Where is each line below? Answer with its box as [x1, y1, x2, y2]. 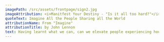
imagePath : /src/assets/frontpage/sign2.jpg [5, 7, 97, 12]
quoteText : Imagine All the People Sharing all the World [5, 16, 125, 21]
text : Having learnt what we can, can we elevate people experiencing [5, 29, 152, 34]
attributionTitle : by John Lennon [5, 25, 76, 30]
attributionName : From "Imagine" [5, 20, 73, 26]
